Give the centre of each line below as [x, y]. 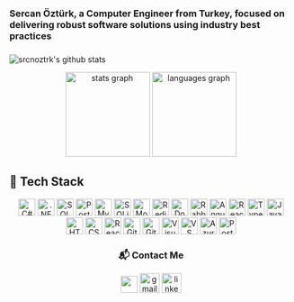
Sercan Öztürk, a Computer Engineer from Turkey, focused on [147, 14]
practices [31, 36]
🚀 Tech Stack [47, 182]
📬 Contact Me [151, 255]
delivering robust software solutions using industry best [135, 24]
